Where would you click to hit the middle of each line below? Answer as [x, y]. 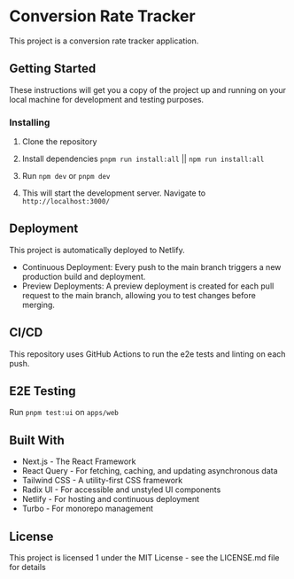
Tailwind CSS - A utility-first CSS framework [102, 481]
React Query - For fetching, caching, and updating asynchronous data [150, 471]
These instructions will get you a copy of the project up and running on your [147, 89]
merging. [39, 305]
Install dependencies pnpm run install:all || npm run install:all [143, 159]
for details [27, 567]
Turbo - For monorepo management [87, 509]
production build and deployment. [84, 276]
